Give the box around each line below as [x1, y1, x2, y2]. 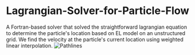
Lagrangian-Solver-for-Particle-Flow [6, 4, 189, 18]
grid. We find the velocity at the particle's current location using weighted [6, 36, 184, 43]
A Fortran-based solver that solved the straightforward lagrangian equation [6, 23, 187, 30]
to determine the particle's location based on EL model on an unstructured [6, 29, 186, 36]
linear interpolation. [6, 42, 53, 49]
